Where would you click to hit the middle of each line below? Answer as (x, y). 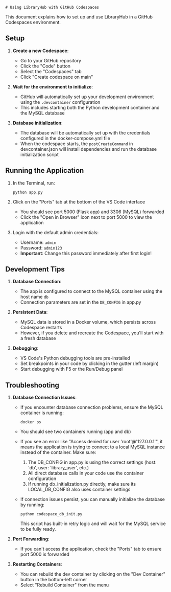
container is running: (42, 413)
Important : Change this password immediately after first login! (86, 253)
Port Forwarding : (31, 539)
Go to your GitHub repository (51, 60)
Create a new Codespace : (41, 51)
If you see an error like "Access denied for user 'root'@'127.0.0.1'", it (91, 442)
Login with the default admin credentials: (55, 232)
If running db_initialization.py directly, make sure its (82, 484)
